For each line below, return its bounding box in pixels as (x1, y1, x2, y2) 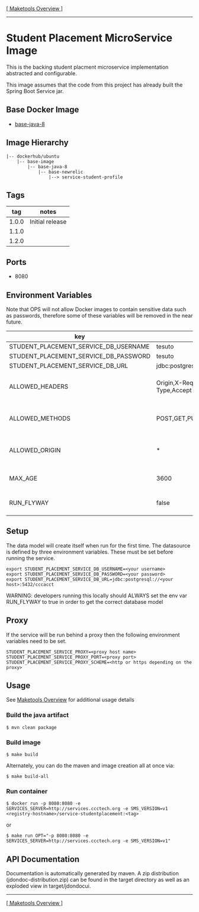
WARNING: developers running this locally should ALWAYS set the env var (6, 592, 188, 599)
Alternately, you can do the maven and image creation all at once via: (6, 762, 175, 769)
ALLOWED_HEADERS (9, 382, 69, 391)
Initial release (29, 217, 67, 226)
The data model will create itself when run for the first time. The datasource (6, 542, 191, 549)
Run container (6, 787, 48, 795)
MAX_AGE (9, 474, 37, 482)
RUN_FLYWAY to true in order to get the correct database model (6, 598, 163, 605)
